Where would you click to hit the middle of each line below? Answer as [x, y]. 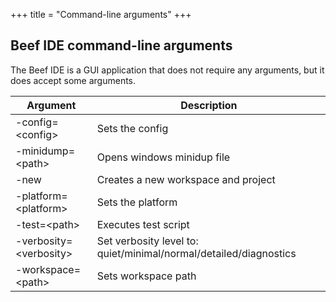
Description [209, 105]
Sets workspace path [146, 276]
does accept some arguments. [73, 80]
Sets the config [132, 128]
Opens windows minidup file [163, 157]
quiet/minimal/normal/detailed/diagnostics [196, 253]
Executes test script [143, 224]
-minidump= [45, 151]
